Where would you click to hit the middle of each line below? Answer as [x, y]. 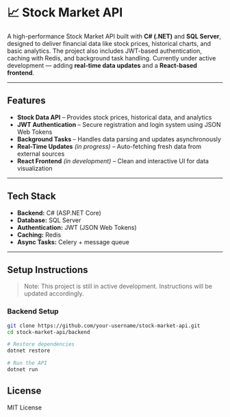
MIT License [25, 407]
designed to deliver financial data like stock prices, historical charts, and [109, 43]
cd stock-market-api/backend [49, 332]
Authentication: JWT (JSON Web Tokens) [77, 227]
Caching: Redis [39, 235]
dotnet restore [29, 351]
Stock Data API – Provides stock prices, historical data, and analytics [114, 117]
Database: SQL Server [49, 220]
